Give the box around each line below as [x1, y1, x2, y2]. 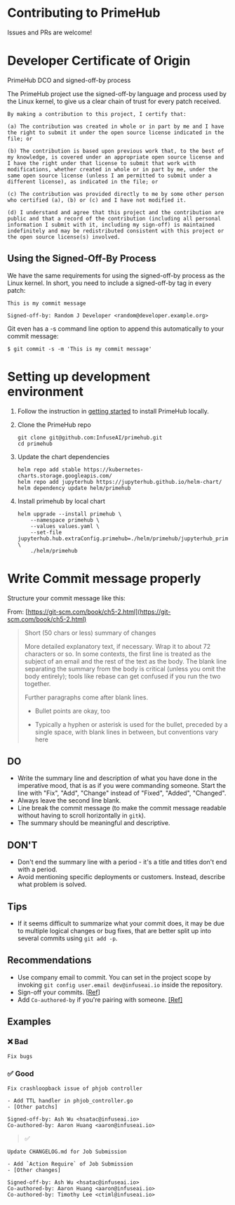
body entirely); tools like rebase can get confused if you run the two [24, 672, 221, 680]
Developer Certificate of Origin [7, 53, 191, 69]
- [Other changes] [7, 1166, 61, 1173]
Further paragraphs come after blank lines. [24, 693, 149, 702]
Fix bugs [7, 1053, 33, 1060]
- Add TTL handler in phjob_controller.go [7, 1097, 133, 1104]
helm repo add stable [17, 466, 81, 473]
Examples [7, 1016, 51, 1028]
